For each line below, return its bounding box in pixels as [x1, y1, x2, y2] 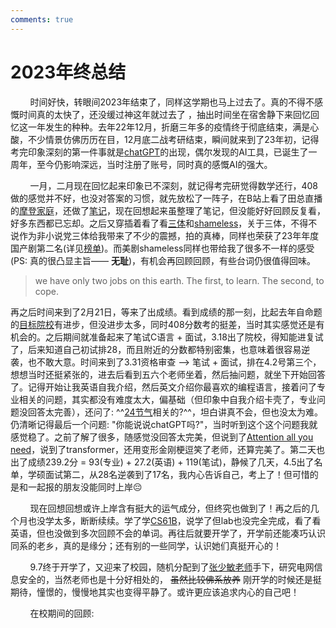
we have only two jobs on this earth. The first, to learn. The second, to [34, 274, 325, 286]
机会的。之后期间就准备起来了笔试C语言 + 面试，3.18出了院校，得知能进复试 [10, 331, 324, 343]
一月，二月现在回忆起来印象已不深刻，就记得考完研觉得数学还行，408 [29, 179, 319, 191]
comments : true [10, 14, 74, 25]
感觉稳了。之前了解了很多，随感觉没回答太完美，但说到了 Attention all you [10, 431, 314, 443]
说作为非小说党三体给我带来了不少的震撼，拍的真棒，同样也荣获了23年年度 [10, 229, 320, 241]
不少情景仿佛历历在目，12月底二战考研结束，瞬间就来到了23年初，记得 [27, 133, 320, 145]
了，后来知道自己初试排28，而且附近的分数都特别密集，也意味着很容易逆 [10, 343, 311, 355]
